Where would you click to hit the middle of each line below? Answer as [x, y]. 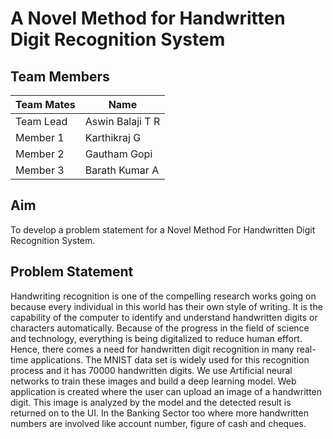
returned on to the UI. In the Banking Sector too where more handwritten [159, 413]
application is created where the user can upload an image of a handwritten [166, 391]
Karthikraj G [113, 137]
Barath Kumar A [122, 170]
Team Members [60, 76]
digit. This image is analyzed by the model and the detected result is [151, 402]
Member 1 [40, 137]
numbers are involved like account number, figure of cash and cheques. [158, 423]
